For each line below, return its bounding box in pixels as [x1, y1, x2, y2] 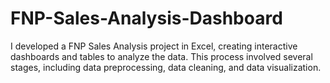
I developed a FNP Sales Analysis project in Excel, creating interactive [10, 40, 298, 52]
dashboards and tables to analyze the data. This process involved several [10, 50, 313, 62]
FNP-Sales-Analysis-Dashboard [10, 7, 283, 30]
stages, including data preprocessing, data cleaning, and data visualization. [10, 61, 322, 73]
